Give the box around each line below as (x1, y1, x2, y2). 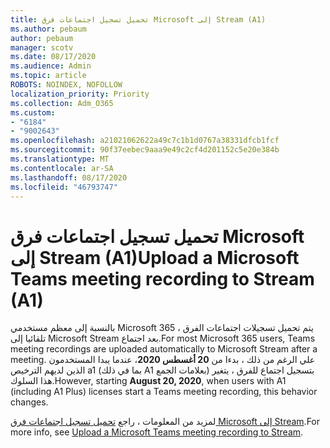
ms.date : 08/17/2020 (10, 52, 97, 62)
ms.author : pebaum (10, 24, 87, 34)
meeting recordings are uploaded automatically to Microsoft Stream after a (10, 343, 318, 355)
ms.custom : (10, 107, 56, 118)
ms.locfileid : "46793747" (10, 182, 118, 192)
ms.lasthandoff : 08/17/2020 (10, 172, 128, 183)
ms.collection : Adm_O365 (10, 98, 114, 108)
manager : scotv (10, 42, 74, 53)
